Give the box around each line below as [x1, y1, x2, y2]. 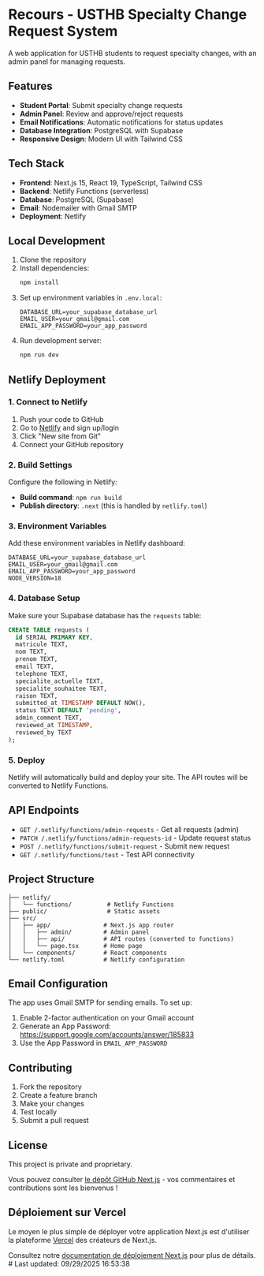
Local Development [8, 234, 106, 248]
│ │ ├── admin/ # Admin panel [8, 928, 150, 936]
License [8, 1138, 48, 1152]
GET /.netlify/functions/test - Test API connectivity [19, 849, 195, 859]
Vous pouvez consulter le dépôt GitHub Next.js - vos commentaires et [8, 1175, 236, 1185]
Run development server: [19, 336, 102, 345]
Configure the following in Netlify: [8, 477, 117, 487]
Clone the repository [19, 255, 87, 265]
